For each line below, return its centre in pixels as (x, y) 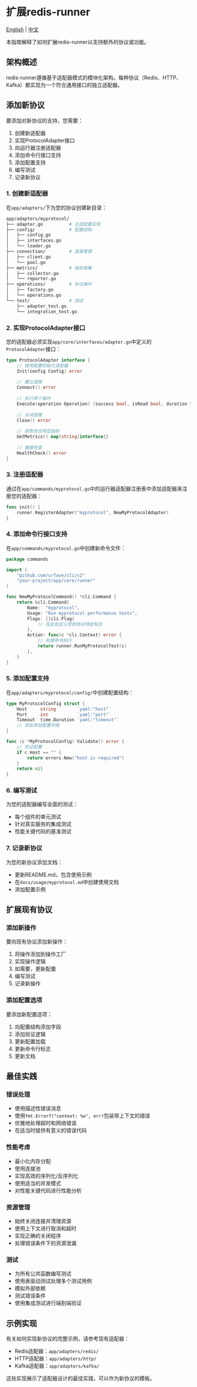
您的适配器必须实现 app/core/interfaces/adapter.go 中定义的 (79, 341)
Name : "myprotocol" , (54, 608)
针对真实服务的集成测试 (43, 824)
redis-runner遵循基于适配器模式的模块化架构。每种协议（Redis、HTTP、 (94, 78)
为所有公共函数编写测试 (43, 1274)
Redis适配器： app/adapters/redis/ (57, 1351)
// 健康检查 (29, 447)
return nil (30, 769)
